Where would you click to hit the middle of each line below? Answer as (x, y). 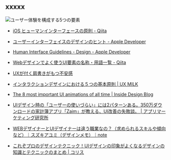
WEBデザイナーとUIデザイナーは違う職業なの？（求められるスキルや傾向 (89, 128)
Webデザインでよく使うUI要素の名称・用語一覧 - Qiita (69, 62)
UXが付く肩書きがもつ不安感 (43, 73)
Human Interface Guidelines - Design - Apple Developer (71, 52)
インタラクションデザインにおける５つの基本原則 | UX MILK (75, 84)
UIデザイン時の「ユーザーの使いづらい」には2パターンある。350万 (83, 105)
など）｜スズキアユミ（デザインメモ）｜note (60, 135)
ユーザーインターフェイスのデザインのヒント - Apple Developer (79, 41)
